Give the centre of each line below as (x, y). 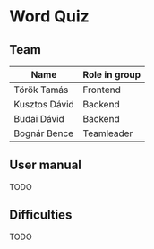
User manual (46, 165)
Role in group (112, 75)
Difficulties (41, 215)
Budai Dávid (39, 119)
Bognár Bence (44, 133)
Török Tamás (41, 90)
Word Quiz (49, 17)
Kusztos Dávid (44, 104)
